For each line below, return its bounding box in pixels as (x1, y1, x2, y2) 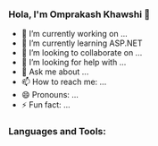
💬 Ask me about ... (21, 66, 89, 77)
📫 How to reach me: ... (21, 76, 107, 88)
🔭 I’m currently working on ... (21, 29, 128, 39)
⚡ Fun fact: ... (21, 99, 71, 110)
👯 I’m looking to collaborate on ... (21, 47, 143, 58)
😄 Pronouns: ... (21, 90, 79, 100)
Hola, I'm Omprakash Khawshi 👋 (8, 8, 151, 21)
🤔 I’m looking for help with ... (21, 57, 127, 68)
